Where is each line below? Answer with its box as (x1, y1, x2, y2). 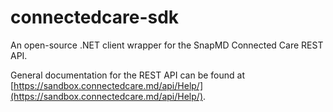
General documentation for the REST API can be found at (10, 69, 246, 81)
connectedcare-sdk (10, 6, 180, 29)
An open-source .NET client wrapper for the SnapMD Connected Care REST (10, 39, 324, 51)
